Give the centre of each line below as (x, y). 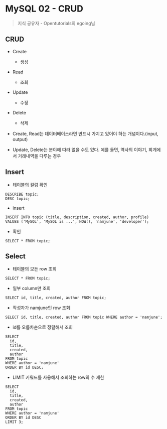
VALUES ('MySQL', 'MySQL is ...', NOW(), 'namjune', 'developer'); (77, 221)
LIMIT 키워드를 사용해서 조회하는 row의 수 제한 (58, 377)
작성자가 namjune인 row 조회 (41, 308)
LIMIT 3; (14, 422)
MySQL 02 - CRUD (44, 9)
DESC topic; (18, 199)
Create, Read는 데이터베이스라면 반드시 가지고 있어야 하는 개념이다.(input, (86, 133)
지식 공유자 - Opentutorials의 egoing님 (56, 23)
